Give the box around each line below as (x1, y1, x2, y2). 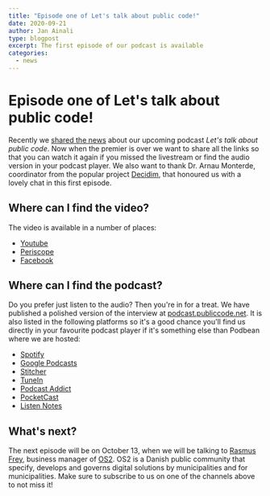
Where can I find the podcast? (8, 279, 163, 292)
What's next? (8, 424, 77, 438)
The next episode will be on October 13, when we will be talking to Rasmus (8, 446, 256, 456)
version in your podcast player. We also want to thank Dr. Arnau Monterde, (8, 160, 256, 170)
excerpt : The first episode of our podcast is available (8, 42, 204, 50)
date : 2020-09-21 (8, 19, 67, 27)
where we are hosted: (8, 334, 81, 344)
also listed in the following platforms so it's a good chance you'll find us (8, 317, 246, 327)
